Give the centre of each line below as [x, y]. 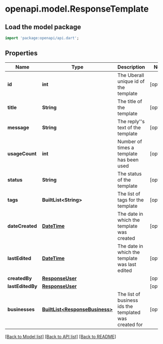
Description [131, 67]
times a [126, 147]
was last [127, 264]
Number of [130, 141]
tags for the [130, 199]
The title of [130, 101]
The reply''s [131, 121]
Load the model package [43, 27]
